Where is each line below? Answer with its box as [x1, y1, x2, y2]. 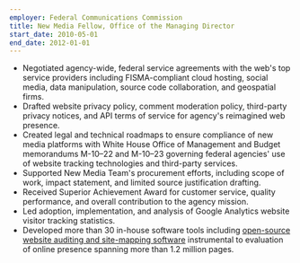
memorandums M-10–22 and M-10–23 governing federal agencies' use [22, 149, 286, 160]
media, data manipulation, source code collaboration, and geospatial [22, 82, 277, 92]
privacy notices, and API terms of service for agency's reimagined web [22, 110, 286, 121]
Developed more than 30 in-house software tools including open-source [22, 225, 291, 236]
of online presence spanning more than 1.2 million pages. [22, 244, 234, 255]
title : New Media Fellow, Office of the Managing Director [9, 22, 235, 31]
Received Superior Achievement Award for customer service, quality [22, 187, 276, 197]
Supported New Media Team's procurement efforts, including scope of [22, 168, 285, 179]
